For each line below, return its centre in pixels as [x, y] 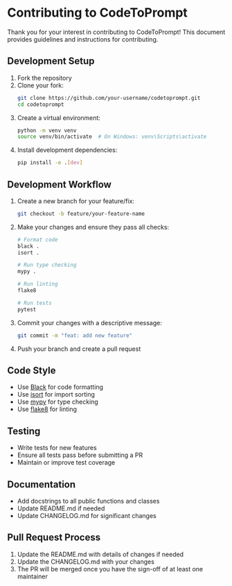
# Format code [37, 240]
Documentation [42, 484]
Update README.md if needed [61, 508]
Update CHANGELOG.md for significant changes [87, 516]
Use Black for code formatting [60, 387]
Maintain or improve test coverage [66, 463]
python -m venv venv [47, 130]
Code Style [32, 370]
